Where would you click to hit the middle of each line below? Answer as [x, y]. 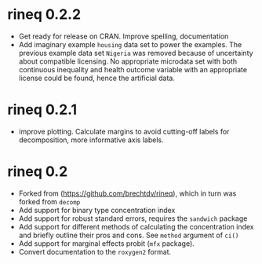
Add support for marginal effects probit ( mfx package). [107, 243]
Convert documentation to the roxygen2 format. [95, 251]
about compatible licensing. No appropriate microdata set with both [128, 61]
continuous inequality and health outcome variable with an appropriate [133, 69]
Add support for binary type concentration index [97, 210]
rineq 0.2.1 [42, 110]
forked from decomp [49, 201]
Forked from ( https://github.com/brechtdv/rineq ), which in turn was [127, 193]
